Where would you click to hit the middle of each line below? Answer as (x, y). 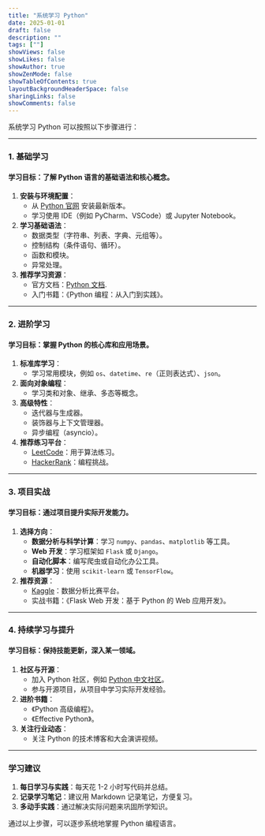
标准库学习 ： (40, 364)
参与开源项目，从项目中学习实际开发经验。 (101, 689)
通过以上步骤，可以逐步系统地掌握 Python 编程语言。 (94, 823)
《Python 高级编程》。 (65, 709)
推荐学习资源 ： (44, 275)
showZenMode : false (40, 74)
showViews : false (37, 52)
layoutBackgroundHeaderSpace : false (68, 89)
